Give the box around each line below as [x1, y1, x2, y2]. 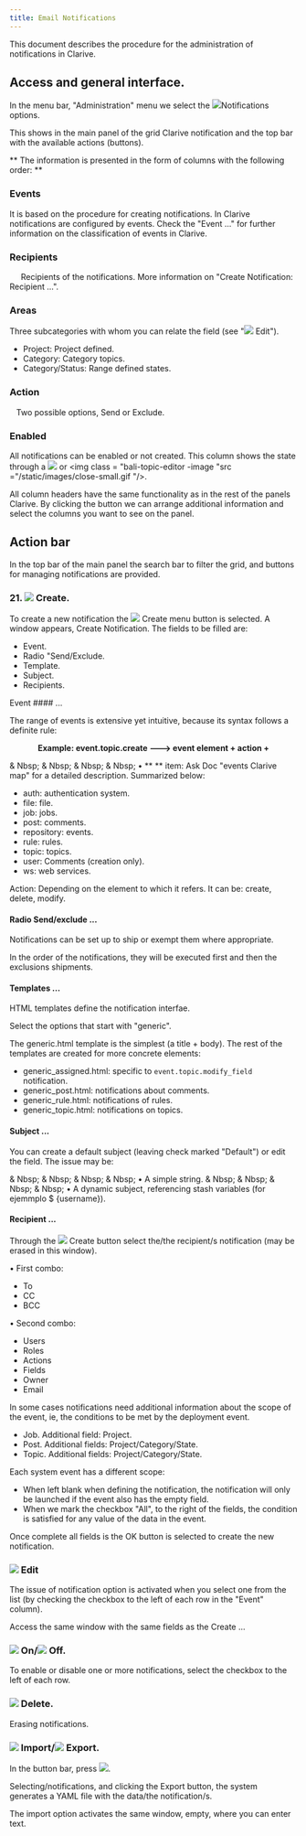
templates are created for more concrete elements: [9, 1048, 201, 1059]
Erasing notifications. [9, 1718, 90, 1729]
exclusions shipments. [9, 961, 93, 972]
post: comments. [22, 817, 87, 828]
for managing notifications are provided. [9, 568, 161, 579]
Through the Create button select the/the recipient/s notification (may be [9, 1235, 295, 1246]
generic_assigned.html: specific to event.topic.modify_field [22, 1066, 253, 1077]
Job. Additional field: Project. [22, 1429, 132, 1440]
